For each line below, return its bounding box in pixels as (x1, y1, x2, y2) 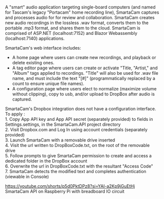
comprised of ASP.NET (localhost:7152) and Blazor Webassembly (5, 30, 137, 36)
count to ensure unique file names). (12, 81, 84, 86)
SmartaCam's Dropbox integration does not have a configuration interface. (5, 106, 156, 112)
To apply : (5, 111, 26, 117)
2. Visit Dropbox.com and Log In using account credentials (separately (5, 127, 148, 132)
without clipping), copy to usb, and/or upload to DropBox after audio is (12, 91, 155, 97)
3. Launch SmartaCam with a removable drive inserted (5, 137, 115, 143)
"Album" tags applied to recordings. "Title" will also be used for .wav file (12, 70, 159, 76)
